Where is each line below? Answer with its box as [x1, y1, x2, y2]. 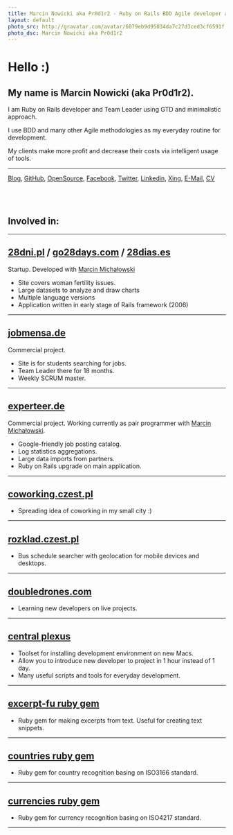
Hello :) [8, 60, 50, 75]
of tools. [8, 154, 32, 163]
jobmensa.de [8, 327, 66, 339]
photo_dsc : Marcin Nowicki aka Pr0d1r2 [8, 29, 123, 37]
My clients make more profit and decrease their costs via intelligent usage [8, 147, 218, 155]
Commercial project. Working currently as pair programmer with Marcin [8, 419, 212, 427]
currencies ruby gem [8, 795, 100, 807]
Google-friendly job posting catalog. [17, 440, 122, 448]
